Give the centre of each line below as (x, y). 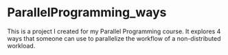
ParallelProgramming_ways (87, 13)
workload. (21, 45)
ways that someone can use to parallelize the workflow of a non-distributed (114, 38)
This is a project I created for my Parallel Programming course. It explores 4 (114, 31)
